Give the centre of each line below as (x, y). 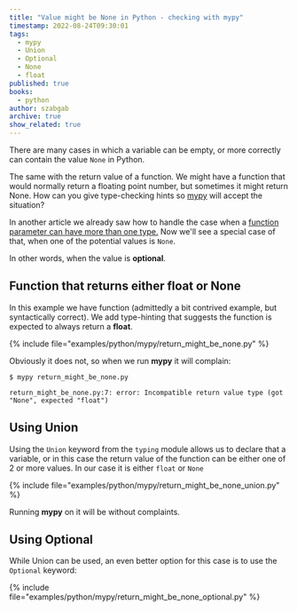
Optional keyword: (43, 570)
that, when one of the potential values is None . (92, 241)
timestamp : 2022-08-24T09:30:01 (69, 26)
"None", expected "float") (59, 401)
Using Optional (51, 540)
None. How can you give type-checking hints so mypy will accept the (136, 195)
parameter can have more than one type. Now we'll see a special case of (143, 231)
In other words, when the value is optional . (87, 258)
